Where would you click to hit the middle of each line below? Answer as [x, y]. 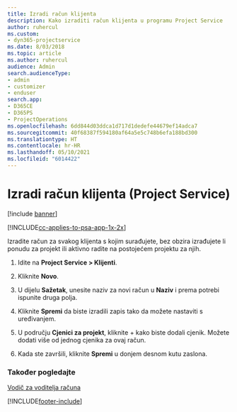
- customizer [27, 87]
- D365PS [20, 113]
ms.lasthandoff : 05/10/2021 [49, 152]
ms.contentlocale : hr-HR [44, 146]
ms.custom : [23, 34]
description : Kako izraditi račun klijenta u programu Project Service [115, 21]
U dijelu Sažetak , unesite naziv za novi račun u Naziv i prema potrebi [118, 290]
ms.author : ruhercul [38, 60]
